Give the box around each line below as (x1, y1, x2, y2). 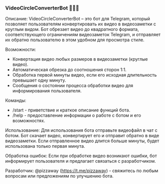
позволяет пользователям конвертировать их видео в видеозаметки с (5, 21, 156, 27)
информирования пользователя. (12, 88, 82, 94)
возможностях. (12, 118, 45, 124)
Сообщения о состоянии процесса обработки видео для (12, 83, 134, 89)
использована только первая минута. (5, 143, 86, 149)
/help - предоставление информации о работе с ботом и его (12, 112, 141, 118)
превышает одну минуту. (12, 77, 66, 84)
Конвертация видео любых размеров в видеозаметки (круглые (12, 56, 148, 62)
